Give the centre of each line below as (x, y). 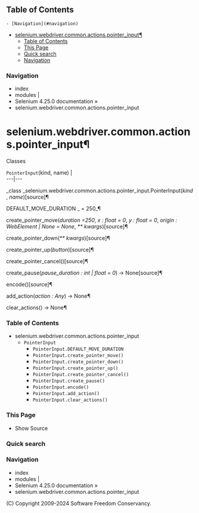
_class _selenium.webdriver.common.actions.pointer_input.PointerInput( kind (100, 191)
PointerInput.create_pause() (69, 381)
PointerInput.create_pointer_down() (78, 362)
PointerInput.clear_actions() (70, 400)
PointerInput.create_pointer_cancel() (81, 375)
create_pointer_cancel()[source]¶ (47, 261)
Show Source (31, 428)
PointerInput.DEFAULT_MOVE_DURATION (78, 349)
